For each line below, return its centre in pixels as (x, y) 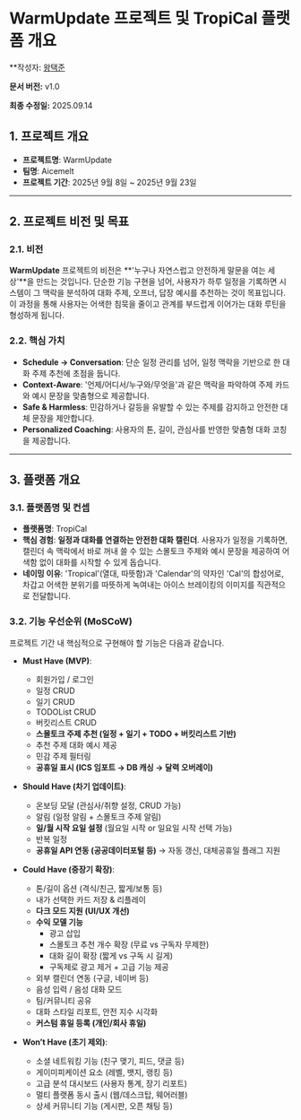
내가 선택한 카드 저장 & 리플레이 (90, 899)
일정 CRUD (56, 690)
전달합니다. (52, 596)
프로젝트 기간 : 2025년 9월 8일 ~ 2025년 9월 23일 (109, 182)
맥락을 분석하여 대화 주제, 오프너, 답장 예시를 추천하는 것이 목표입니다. (164, 293)
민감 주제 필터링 (63, 756)
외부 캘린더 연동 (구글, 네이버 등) (92, 977)
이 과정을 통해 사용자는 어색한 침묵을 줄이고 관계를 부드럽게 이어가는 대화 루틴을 (148, 304)
